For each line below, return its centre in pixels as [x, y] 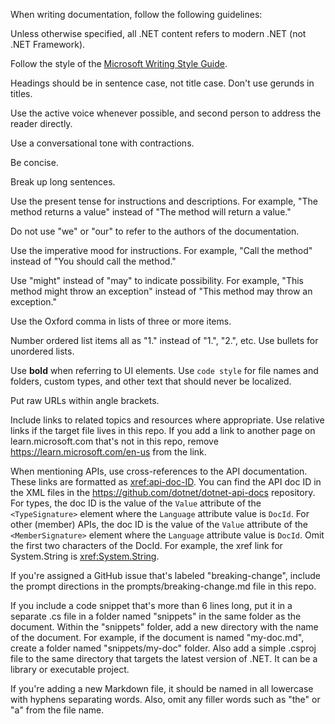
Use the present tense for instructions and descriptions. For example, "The [164, 201]
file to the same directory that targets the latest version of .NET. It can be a [164, 658]
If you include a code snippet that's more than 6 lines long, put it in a [151, 605]
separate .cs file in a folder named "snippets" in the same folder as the [156, 616]
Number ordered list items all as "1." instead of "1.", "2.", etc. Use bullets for [164, 340]
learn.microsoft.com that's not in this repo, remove [114, 441]
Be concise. [34, 162]
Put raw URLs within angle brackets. [85, 400]
